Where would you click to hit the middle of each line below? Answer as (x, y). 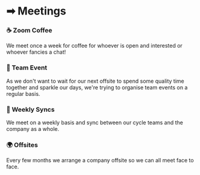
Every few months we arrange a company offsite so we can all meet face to (100, 161)
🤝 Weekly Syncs (31, 109)
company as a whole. (33, 129)
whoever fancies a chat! (36, 52)
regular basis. (23, 94)
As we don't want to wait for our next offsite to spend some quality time (95, 81)
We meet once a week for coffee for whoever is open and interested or (95, 46)
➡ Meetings (36, 11)
